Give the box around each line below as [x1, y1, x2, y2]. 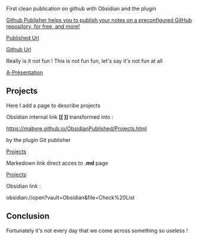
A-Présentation [6, 69, 43, 76]
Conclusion [6, 211, 50, 222]
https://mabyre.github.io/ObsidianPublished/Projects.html [6, 125, 147, 132]
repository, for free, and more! [6, 23, 80, 30]
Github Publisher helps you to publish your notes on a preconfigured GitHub [6, 17, 192, 23]
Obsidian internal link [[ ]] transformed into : [6, 113, 114, 121]
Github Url [6, 46, 32, 53]
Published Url [6, 34, 40, 41]
